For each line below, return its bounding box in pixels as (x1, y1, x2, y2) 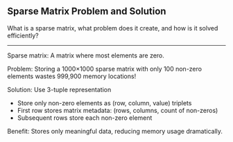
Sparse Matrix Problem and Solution (7, 6, 166, 17)
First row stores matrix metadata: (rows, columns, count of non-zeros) (17, 106, 218, 114)
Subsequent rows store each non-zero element (17, 114, 153, 122)
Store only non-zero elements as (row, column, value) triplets (17, 98, 192, 107)
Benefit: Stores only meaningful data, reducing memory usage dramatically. (7, 127, 223, 135)
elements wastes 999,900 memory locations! (7, 72, 137, 80)
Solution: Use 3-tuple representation (7, 85, 112, 94)
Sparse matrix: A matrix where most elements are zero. (7, 51, 165, 60)
